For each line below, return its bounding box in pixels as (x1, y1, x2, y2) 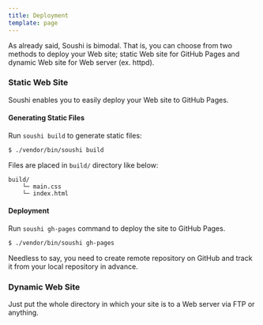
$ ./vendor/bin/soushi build (8, 146, 104, 154)
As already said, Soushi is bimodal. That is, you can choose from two (8, 40, 233, 50)
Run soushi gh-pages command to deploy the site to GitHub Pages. (8, 224, 226, 233)
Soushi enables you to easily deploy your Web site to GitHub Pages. (8, 95, 229, 104)
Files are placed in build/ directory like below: (8, 160, 159, 170)
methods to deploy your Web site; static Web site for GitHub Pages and (8, 49, 240, 59)
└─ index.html (22, 189, 69, 198)
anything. (8, 308, 39, 317)
